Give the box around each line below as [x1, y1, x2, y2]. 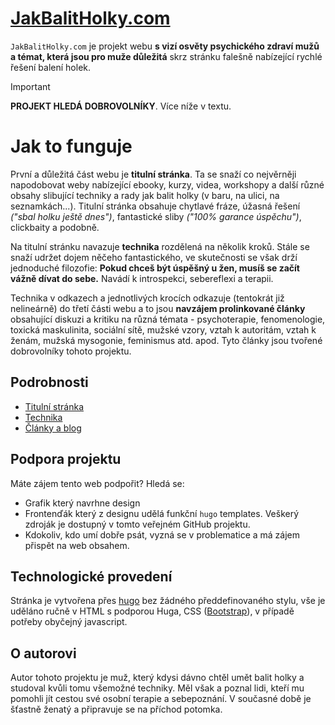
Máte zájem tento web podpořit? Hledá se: [10, 477, 185, 489]
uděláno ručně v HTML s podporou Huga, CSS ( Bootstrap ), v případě [10, 605, 295, 617]
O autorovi [10, 645, 77, 662]
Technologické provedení [10, 568, 173, 585]
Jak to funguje [10, 135, 133, 158]
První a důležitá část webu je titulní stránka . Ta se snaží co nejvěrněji [10, 168, 297, 180]
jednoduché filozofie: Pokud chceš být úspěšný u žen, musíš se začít [10, 262, 300, 274]
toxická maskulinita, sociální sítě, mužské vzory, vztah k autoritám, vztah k [10, 323, 317, 336]
